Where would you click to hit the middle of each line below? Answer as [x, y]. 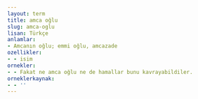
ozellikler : [25, 53]
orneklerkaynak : [31, 78]
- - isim [20, 59]
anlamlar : [22, 40]
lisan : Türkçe [28, 33]
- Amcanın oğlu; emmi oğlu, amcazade [62, 46]
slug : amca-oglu [31, 26]
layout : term [26, 14]
